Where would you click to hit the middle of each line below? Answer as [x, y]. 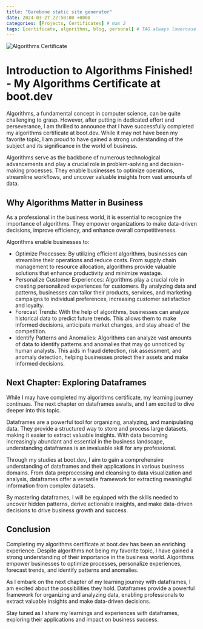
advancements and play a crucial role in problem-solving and [83, 164]
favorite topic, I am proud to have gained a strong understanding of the [95, 139]
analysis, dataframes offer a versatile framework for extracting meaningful [99, 479]
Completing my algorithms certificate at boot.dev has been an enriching [96, 544]
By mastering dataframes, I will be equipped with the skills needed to [92, 497]
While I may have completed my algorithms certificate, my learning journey [100, 397]
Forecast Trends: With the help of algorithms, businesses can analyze [102, 312]
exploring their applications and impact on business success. [83, 619]
